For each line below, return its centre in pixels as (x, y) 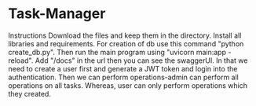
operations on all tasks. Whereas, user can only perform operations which (128, 85)
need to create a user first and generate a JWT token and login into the (123, 68)
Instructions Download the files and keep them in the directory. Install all (125, 35)
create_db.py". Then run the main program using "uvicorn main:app (117, 52)
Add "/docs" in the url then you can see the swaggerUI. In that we (141, 60)
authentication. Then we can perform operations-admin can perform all (124, 77)
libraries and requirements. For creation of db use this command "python (126, 43)
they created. (29, 93)
